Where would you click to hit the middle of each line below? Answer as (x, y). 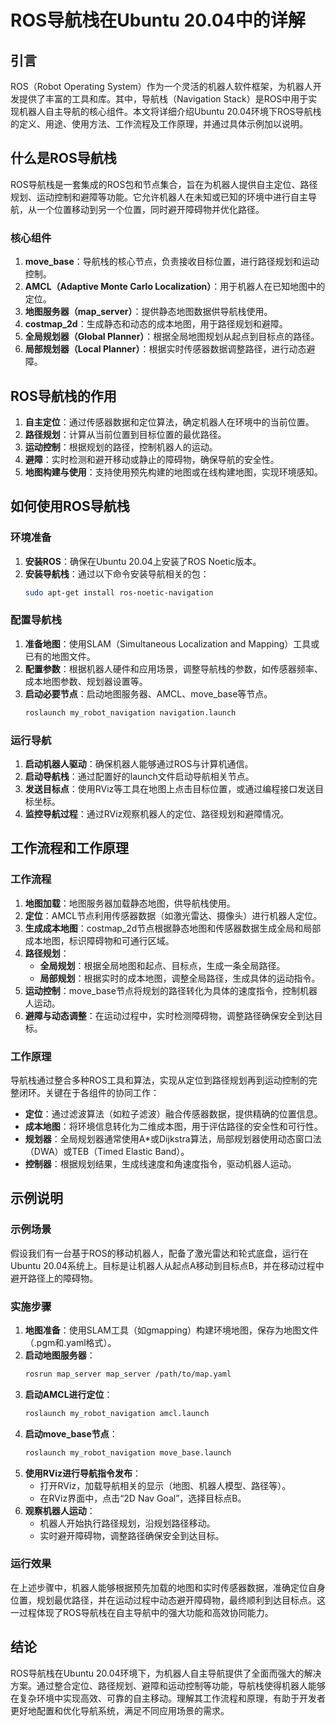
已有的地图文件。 (60, 656)
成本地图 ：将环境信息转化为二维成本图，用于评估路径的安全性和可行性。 (173, 1126)
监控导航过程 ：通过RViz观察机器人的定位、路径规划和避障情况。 (157, 813)
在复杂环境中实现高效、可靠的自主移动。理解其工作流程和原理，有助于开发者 (168, 1698)
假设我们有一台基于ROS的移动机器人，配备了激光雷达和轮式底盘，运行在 (159, 1253)
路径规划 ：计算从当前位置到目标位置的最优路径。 (125, 434)
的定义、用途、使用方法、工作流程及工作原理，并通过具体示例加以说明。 (159, 124)
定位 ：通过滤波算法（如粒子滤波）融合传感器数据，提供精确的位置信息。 (173, 1113)
